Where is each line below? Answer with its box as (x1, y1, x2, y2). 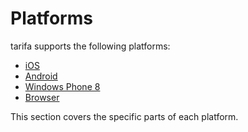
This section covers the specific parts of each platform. (10, 110, 239, 122)
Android (24, 70, 58, 82)
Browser (24, 91, 60, 103)
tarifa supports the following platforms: (10, 40, 171, 52)
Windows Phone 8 (24, 80, 101, 92)
